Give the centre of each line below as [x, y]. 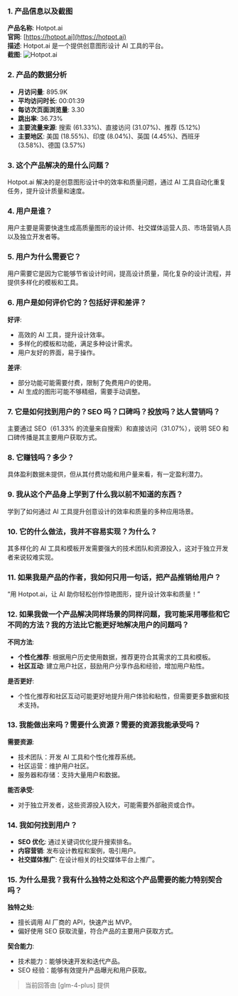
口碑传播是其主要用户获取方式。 [54, 438]
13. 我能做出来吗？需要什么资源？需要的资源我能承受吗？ [104, 725]
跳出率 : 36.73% [40, 118]
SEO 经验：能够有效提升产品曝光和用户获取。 [84, 970]
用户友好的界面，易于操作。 [58, 352]
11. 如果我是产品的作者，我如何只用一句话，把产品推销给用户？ [114, 577]
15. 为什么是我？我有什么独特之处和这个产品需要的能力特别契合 [115, 880]
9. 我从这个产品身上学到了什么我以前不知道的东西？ [95, 494]
